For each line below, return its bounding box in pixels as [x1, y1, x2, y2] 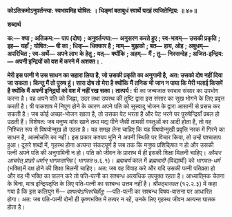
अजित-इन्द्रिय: [192, 50, 224, 58]
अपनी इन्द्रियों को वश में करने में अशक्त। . [14, 57, 104, 65]
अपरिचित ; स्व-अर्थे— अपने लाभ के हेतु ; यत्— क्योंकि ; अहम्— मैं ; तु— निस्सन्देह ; [7, 50, 192, 58]
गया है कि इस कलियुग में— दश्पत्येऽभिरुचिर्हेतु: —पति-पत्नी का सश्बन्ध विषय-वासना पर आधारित [7, 187, 213, 196]
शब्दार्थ [7, 21, 21, 28]
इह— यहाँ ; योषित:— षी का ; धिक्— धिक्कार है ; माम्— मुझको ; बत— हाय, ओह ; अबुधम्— [7, 42, 209, 50]
